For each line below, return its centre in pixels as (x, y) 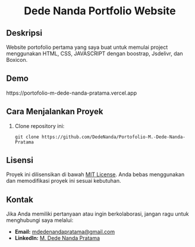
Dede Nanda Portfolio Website (100, 11)
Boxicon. (17, 60)
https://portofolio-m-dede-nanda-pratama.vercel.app (72, 93)
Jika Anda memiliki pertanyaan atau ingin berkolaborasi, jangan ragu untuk (97, 214)
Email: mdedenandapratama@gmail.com (65, 232)
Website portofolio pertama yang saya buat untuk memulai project (87, 47)
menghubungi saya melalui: (40, 220)
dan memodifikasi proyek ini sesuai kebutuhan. (64, 181)
